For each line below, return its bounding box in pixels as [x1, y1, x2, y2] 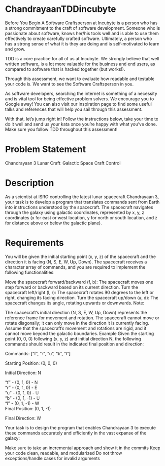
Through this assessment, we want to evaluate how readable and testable [5, 76, 155, 82]
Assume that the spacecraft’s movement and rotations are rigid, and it [5, 325, 147, 331]
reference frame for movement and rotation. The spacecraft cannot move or [5, 315, 160, 321]
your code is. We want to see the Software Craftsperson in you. [5, 81, 134, 87]
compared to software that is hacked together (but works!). [5, 66, 126, 72]
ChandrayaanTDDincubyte [5, 3, 117, 15]
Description [5, 177, 54, 189]
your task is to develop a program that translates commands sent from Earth [5, 199, 160, 205]
